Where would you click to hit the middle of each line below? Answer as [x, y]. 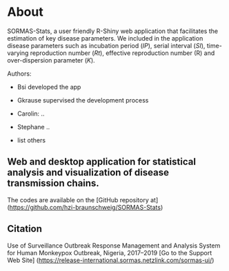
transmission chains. [53, 183]
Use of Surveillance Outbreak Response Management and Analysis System [114, 246]
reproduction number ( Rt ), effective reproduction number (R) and [122, 53]
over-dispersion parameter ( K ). [51, 60]
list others [31, 140]
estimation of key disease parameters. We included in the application [105, 38]
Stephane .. [33, 127]
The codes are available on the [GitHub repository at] [83, 199]
